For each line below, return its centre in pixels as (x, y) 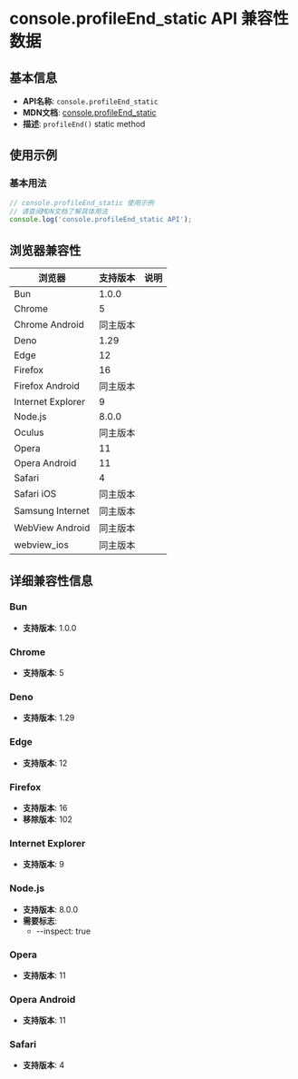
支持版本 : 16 (45, 808)
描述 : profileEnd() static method (84, 124)
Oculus (29, 432)
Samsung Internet (52, 511)
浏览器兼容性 (45, 250)
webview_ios (42, 545)
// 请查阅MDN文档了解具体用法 (59, 211)
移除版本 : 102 (47, 819)
